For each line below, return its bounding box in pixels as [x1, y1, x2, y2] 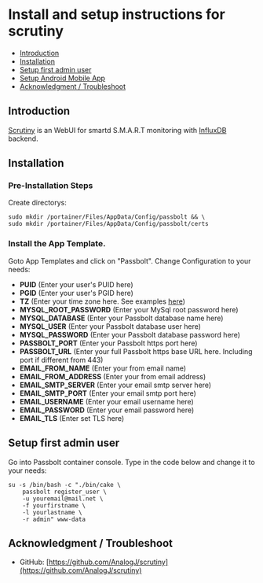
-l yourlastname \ [22, 508, 82, 516]
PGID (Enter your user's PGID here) [19, 288, 133, 297]
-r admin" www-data [22, 515, 86, 523]
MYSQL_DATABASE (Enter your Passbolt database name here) [19, 313, 224, 323]
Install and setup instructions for [8, 6, 225, 24]
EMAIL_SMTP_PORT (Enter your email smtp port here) [19, 388, 196, 398]
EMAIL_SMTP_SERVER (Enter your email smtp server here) [19, 380, 212, 389]
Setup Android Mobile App [19, 73, 106, 83]
